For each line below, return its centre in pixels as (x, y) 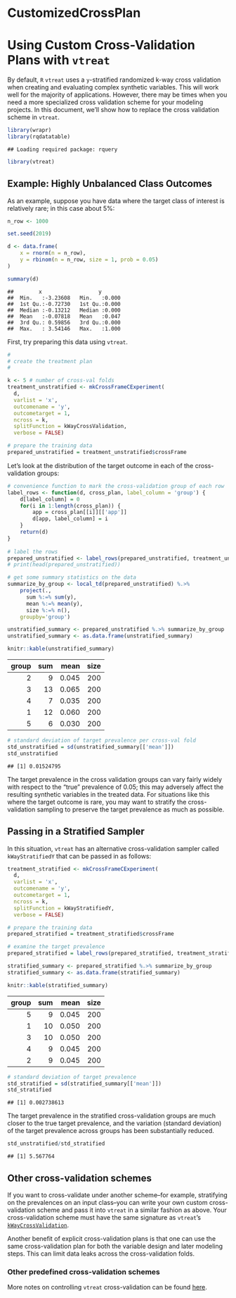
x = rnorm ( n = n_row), (53, 253)
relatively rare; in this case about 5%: (61, 208)
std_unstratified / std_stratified (56, 1144)
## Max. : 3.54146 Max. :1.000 (64, 329)
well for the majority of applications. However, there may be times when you (117, 95)
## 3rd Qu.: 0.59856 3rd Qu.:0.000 (64, 322)
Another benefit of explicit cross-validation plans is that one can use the (112, 1238)
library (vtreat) (31, 161)
